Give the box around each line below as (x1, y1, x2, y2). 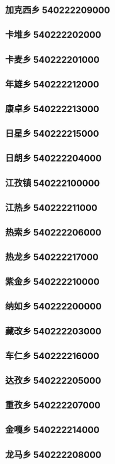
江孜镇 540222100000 (5, 178, 100, 189)
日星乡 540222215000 (5, 128, 99, 140)
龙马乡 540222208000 (5, 449, 102, 461)
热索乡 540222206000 (5, 227, 102, 238)
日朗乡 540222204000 (5, 153, 102, 164)
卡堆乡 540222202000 (5, 29, 102, 40)
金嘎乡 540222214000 (5, 425, 100, 436)
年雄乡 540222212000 (5, 78, 99, 90)
